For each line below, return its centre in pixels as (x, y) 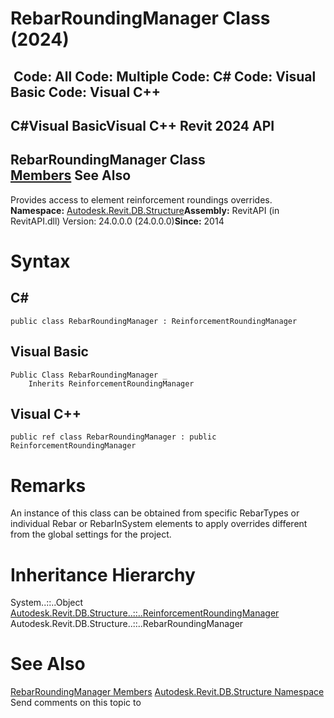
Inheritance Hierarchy (103, 574)
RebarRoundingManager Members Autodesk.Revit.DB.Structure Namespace (167, 692)
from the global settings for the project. (91, 534)
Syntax (40, 261)
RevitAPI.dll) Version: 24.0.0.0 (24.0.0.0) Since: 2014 (117, 221)
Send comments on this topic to (76, 703)
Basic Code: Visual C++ (86, 92)
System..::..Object (47, 603)
